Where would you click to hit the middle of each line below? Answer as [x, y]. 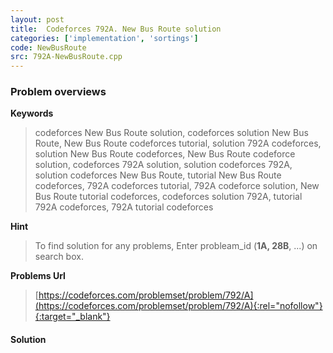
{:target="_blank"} [72, 317]
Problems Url [38, 276]
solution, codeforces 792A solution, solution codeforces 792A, [163, 165]
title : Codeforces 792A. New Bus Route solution [116, 29]
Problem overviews [58, 92]
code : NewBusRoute [48, 47]
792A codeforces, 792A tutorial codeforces [124, 207]
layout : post [37, 19]
